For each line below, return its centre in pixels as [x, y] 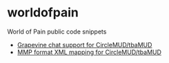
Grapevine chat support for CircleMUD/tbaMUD [84, 45]
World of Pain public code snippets [57, 32]
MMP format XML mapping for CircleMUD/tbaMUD [89, 52]
